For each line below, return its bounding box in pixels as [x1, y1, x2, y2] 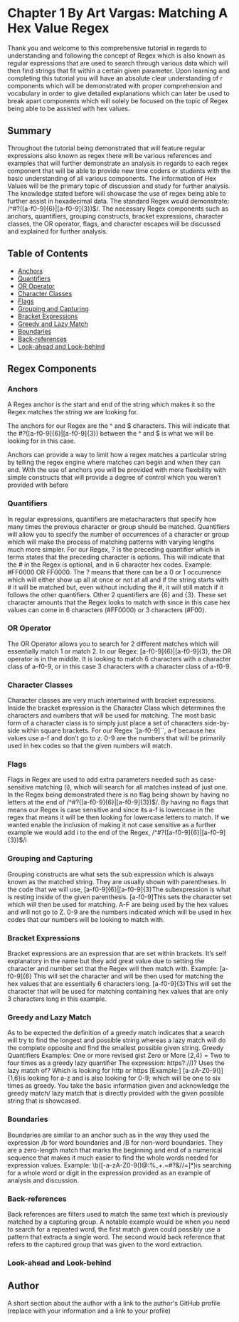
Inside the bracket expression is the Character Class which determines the [7, 703, 226, 713]
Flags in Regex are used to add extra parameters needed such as [7, 775, 198, 784]
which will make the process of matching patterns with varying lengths [7, 537, 215, 546]
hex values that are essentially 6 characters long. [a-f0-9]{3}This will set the [7, 980, 232, 988]
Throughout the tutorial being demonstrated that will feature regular [7, 144, 206, 152]
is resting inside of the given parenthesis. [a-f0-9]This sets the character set [7, 892, 232, 901]
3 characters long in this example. [7, 995, 107, 1003]
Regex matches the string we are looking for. [7, 408, 139, 416]
